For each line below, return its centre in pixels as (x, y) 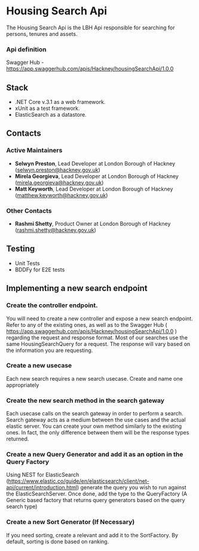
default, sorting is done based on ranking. (58, 541)
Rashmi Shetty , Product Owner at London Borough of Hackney (93, 224)
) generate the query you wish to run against (131, 488)
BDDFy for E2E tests (40, 270)
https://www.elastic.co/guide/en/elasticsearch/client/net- (79, 481)
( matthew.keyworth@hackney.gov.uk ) (61, 195)
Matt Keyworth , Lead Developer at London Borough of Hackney (94, 189)
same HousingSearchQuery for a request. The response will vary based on (98, 344)
